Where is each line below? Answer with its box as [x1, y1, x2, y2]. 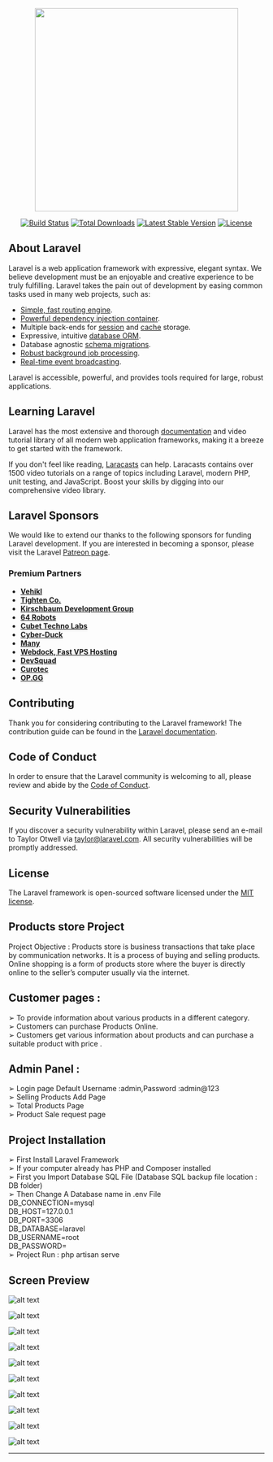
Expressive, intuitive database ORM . [19, 330, 141, 341]
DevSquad [19, 655, 57, 665]
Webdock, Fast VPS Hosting [19, 646, 118, 656]
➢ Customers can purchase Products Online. [8, 1021, 158, 1031]
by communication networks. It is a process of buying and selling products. [8, 950, 261, 959]
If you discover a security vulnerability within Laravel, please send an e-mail [8, 825, 262, 835]
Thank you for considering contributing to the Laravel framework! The [8, 718, 242, 728]
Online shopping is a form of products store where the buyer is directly [8, 959, 245, 968]
